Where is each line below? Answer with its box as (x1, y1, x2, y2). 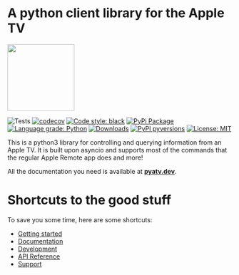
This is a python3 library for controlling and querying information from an (7, 137, 222, 147)
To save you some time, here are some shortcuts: (7, 215, 153, 224)
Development (17, 244, 58, 253)
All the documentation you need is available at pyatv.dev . (7, 167, 177, 175)
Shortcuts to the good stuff (7, 192, 171, 208)
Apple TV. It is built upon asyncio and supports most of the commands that (7, 145, 228, 154)
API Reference (17, 251, 61, 261)
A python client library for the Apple (7, 5, 225, 21)
